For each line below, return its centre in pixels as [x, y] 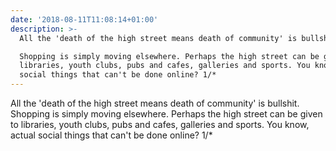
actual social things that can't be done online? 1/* [111, 135]
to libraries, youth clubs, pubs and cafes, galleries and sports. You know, [160, 124]
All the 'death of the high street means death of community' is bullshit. [155, 103]
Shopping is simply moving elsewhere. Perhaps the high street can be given [166, 114]
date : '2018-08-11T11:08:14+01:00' [84, 19]
